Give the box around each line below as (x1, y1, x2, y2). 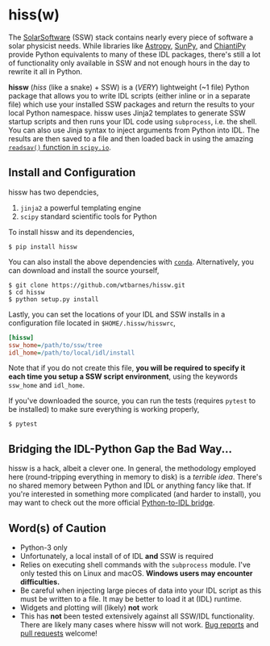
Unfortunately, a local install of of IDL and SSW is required (19, 552, 214, 560)
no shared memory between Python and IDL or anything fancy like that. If (8, 480, 252, 490)
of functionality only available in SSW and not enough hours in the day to (8, 58, 251, 68)
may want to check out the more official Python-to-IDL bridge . (8, 498, 215, 508)
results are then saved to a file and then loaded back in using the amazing (8, 133, 254, 143)
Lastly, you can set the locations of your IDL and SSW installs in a (8, 309, 226, 319)
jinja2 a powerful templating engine (19, 203, 142, 212)
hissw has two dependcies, (8, 187, 99, 197)
